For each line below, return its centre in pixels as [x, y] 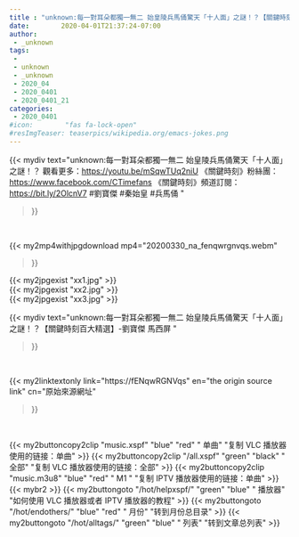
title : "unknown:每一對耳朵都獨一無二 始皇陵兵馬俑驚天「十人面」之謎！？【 [138, 17]
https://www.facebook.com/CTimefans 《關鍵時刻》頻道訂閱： [125, 182]
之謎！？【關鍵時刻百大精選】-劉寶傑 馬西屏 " [93, 328]
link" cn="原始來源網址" [53, 391]
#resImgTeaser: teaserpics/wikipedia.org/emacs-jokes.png [119, 134]
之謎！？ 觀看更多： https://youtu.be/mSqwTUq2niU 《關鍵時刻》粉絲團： [144, 171]
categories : [31, 109]
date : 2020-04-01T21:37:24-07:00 [85, 26]
